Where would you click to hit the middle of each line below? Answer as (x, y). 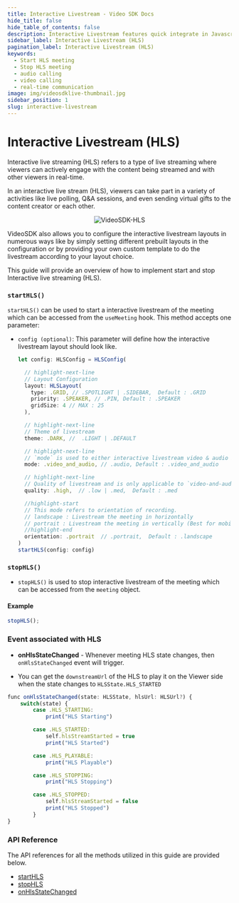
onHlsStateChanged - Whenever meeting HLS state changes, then (116, 655)
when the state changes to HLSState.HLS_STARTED (89, 684)
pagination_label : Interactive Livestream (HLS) (81, 47)
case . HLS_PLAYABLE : (63, 756)
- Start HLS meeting (44, 61)
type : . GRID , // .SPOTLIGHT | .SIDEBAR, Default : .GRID (118, 392)
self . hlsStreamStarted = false (92, 802)
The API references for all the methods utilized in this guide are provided (113, 855)
